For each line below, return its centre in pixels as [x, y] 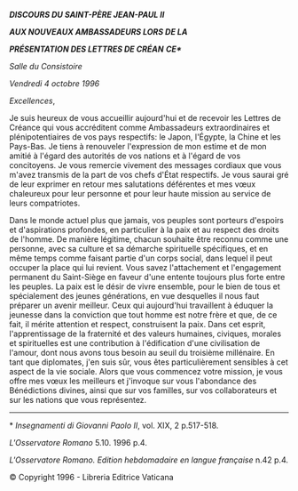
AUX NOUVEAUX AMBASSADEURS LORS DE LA [98, 32]
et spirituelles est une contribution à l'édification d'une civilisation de [135, 343]
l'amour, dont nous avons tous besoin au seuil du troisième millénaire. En [142, 353]
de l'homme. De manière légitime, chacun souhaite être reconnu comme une [149, 239]
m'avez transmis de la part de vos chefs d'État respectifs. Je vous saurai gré [149, 175]
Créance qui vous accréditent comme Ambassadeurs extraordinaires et [140, 127]
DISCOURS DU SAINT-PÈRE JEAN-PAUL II [87, 15]
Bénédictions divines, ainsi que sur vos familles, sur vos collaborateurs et [143, 390]
